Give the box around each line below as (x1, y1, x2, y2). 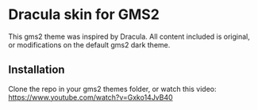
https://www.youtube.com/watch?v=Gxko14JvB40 (8, 93, 173, 102)
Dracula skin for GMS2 (8, 6, 160, 24)
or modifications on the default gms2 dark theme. (8, 40, 171, 49)
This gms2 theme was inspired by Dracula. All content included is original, (8, 32, 250, 41)
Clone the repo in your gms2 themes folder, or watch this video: (8, 84, 217, 93)
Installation (8, 63, 65, 77)
